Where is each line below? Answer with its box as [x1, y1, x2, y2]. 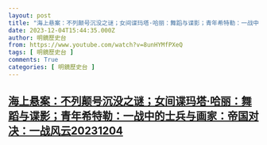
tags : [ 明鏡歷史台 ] [8, 48, 74, 56]
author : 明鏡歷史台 [8, 33, 67, 42]
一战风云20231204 [29, 124, 123, 138]
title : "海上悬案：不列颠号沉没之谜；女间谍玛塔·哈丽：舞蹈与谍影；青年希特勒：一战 [8, 19, 253, 27]
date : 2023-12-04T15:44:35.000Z [8, 26, 115, 34]
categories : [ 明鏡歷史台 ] [8, 63, 95, 71]
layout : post [8, 11, 52, 20]
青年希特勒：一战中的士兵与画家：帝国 [60, 109, 249, 123]
